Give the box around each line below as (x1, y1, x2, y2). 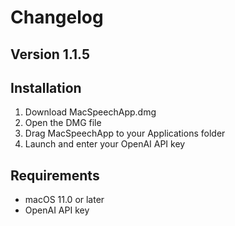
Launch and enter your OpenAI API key (24, 138, 186, 150)
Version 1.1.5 (10, 46, 91, 63)
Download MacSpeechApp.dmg (24, 106, 157, 118)
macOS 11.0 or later (24, 194, 105, 206)
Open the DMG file (24, 117, 102, 129)
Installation (10, 79, 82, 96)
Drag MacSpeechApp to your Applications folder (24, 127, 226, 140)
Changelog (10, 6, 104, 29)
